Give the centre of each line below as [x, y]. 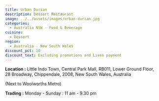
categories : [17, 23]
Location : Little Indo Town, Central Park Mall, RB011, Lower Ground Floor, [80, 69]
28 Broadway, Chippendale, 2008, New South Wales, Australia [68, 75]
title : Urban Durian [26, 10]
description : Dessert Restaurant [39, 14]
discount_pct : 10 [23, 50]
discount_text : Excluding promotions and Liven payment [63, 55]
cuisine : [14, 32]
